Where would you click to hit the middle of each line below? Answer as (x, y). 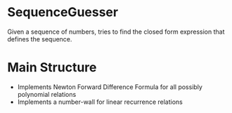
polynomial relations (47, 94)
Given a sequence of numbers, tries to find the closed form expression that (116, 32)
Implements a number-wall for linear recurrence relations (100, 102)
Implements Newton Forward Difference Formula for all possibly (110, 87)
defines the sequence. (40, 39)
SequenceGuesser (63, 12)
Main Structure (52, 68)
